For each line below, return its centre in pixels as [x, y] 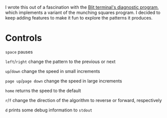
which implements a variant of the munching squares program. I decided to [83, 12]
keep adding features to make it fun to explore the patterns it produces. [79, 18]
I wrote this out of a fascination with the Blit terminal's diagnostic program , [82, 7]
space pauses [19, 51]
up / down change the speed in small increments [53, 71]
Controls [24, 38]
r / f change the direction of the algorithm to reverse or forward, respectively [83, 100]
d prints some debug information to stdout [49, 110]
